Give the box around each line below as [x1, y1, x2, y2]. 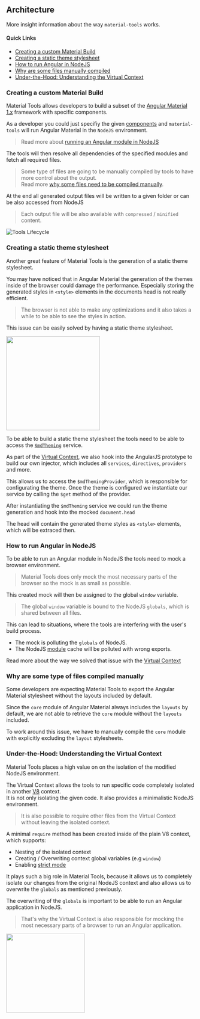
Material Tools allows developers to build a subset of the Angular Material [6, 102, 187, 109]
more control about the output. [20, 174, 97, 182]
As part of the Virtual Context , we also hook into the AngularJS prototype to [6, 453, 193, 460]
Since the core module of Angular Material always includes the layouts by [6, 704, 189, 711]
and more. [6, 466, 32, 473]
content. [20, 217, 42, 224]
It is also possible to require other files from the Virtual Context [20, 812, 176, 819]
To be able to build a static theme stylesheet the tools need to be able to [6, 435, 184, 442]
